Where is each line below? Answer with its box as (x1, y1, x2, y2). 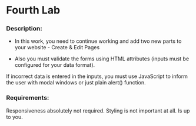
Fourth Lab (6, 4, 61, 17)
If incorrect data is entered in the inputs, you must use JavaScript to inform (6, 73, 188, 80)
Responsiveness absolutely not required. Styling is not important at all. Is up (6, 107, 190, 114)
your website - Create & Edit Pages (14, 44, 100, 51)
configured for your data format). (14, 62, 95, 69)
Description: (6, 25, 42, 33)
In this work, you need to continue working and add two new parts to (14, 38, 182, 45)
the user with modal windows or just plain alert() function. (6, 79, 146, 86)
